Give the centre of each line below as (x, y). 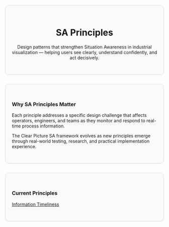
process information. (44, 126)
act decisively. (84, 58)
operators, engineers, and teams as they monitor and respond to (79, 121)
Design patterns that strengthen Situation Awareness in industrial (84, 47)
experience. (24, 147)
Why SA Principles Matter (44, 105)
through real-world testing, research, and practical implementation (81, 141)
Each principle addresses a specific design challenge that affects (79, 115)
